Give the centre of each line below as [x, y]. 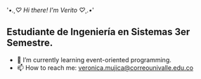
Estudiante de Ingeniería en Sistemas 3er [98, 32]
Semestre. [30, 43]
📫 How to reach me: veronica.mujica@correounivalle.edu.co [105, 67]
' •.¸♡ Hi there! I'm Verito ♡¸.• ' [50, 10]
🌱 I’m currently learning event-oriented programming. [94, 59]
